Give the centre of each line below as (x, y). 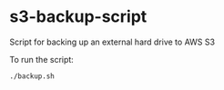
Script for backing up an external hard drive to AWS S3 (112, 42)
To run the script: (42, 59)
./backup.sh (32, 76)
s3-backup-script (78, 17)
